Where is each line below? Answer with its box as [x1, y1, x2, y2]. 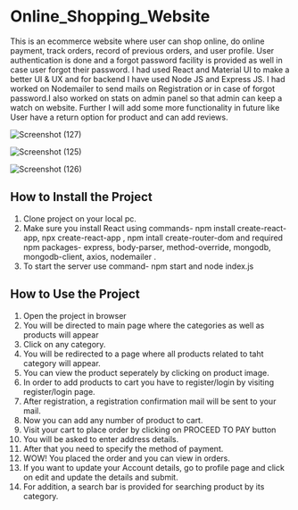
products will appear [22, 329, 99, 340]
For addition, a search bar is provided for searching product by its [22, 481, 265, 492]
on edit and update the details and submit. [22, 472, 178, 482]
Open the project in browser [22, 310, 128, 321]
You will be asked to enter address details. [22, 433, 179, 444]
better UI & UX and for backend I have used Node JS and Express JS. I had [10, 73, 286, 84]
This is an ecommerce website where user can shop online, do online [10, 36, 265, 46]
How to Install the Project [10, 189, 153, 205]
